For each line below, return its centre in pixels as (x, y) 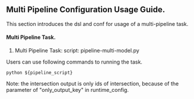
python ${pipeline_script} (39, 73)
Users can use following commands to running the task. (74, 62)
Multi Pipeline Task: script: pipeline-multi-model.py (77, 51)
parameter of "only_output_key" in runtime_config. (68, 90)
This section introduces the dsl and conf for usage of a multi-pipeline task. (97, 24)
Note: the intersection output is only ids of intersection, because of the (93, 84)
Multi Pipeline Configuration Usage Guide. (86, 10)
